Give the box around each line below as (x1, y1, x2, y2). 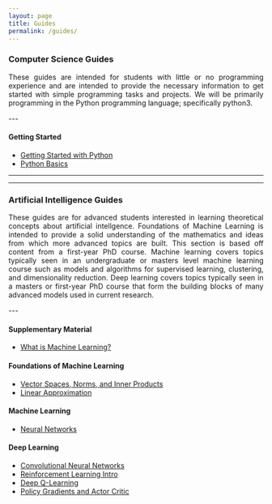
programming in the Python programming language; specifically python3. (8, 98, 253, 108)
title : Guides (8, 19, 57, 28)
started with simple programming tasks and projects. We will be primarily (8, 89, 264, 99)
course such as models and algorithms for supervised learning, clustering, (8, 264, 264, 274)
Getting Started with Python (19, 150, 113, 160)
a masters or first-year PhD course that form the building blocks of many (8, 281, 264, 292)
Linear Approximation (19, 387, 92, 397)
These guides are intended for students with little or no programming (8, 72, 264, 82)
